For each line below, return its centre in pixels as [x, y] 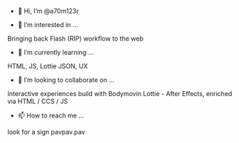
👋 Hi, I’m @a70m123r [48, 11]
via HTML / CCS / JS [38, 101]
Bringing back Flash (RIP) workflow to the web [76, 38]
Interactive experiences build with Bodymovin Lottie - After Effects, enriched [120, 94]
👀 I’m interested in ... [48, 25]
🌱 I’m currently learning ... [56, 52]
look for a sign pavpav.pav [46, 132]
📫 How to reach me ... [51, 115]
